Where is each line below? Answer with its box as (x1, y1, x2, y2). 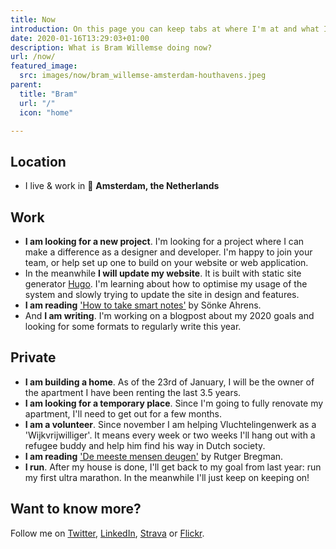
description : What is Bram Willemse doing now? (10, 42, 213, 53)
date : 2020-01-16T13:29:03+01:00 (10, 33, 150, 43)
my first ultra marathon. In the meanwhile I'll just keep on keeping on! (24, 471, 310, 483)
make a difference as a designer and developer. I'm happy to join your (24, 246, 313, 258)
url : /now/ (10, 52, 56, 62)
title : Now (10, 14, 56, 25)
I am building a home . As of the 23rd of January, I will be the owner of (24, 376, 315, 388)
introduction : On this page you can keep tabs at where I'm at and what (10, 24, 320, 34)
